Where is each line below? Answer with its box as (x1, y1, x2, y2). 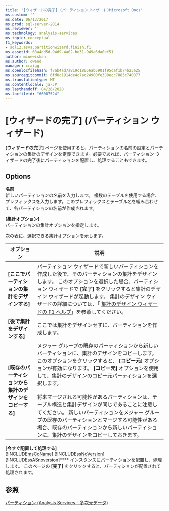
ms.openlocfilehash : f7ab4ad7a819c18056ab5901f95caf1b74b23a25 (5, 68, 141, 73)
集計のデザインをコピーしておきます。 (52, 432, 142, 439)
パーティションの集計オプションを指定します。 (5, 222, 102, 228)
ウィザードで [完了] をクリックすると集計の (48, 286, 151, 293)
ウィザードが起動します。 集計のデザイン (48, 293, 145, 300)
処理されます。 (5, 469, 36, 475)
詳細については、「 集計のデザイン (57, 301, 137, 308)
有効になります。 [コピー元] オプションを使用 (52, 365, 159, 372)
